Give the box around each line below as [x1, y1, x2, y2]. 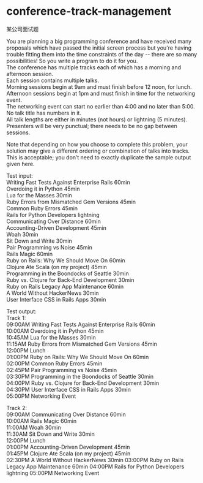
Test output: [6, 308, 37, 315]
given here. [6, 160, 35, 167]
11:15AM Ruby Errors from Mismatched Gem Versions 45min [6, 340, 157, 348]
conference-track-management [6, 4, 171, 18]
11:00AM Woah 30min [6, 424, 61, 431]
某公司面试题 [6, 25, 39, 32]
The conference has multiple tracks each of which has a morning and [6, 63, 182, 71]
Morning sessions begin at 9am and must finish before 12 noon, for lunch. [6, 83, 192, 90]
